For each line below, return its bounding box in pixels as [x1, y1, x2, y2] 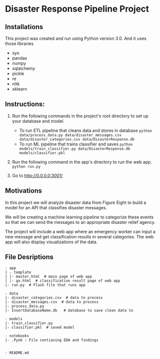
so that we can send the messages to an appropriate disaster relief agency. [5, 219, 156, 225]
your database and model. [12, 118, 64, 124]
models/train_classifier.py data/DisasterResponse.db [19, 146, 130, 151]
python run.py [12, 164, 41, 169]
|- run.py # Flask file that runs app [5, 282, 86, 288]
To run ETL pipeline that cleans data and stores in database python [19, 127, 153, 133]
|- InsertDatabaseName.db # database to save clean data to [5, 308, 133, 313]
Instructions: [5, 100, 45, 109]
